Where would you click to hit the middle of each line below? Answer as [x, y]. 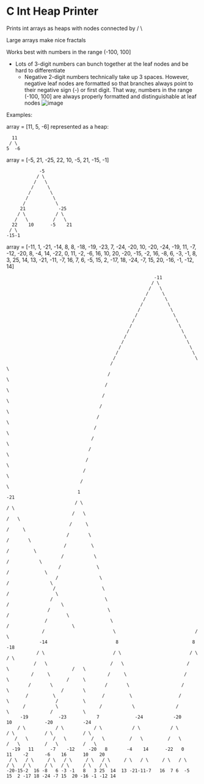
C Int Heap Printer [53, 11]
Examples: [19, 115]
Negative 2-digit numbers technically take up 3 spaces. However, [107, 77]
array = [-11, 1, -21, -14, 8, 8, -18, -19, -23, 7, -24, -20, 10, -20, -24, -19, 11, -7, [101, 247]
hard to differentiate [40, 70]
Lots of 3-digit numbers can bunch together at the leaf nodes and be [102, 64]
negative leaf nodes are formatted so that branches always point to [109, 83]
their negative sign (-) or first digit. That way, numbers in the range [108, 89]
